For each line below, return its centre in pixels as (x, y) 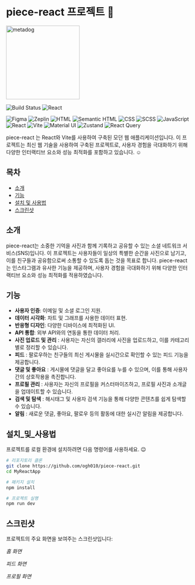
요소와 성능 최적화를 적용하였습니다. (63, 275)
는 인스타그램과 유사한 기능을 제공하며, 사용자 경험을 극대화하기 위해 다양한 (92, 267)
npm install (21, 487)
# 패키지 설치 (20, 482)
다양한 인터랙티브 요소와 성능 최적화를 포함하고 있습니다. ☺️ (74, 152)
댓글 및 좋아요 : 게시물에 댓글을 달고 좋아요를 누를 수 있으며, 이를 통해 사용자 (101, 369)
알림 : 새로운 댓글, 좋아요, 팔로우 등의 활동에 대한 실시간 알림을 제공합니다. (99, 414)
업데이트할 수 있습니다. (47, 392)
